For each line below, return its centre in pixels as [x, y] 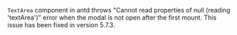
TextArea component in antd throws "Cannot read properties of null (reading [119, 10]
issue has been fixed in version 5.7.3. [61, 25]
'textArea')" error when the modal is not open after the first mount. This [112, 17]
